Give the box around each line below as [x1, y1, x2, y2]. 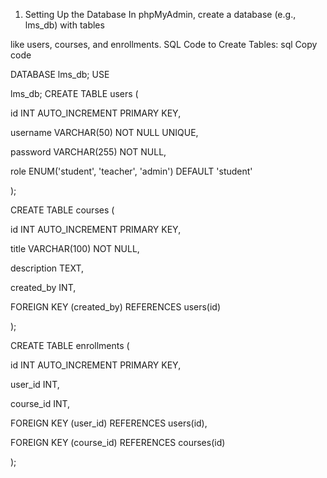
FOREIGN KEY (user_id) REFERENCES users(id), [10, 417, 208, 429]
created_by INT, [10, 282, 77, 293]
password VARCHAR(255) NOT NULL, [10, 146, 167, 158]
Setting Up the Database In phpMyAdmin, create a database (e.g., [24, 9, 297, 20]
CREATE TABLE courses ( [10, 204, 115, 216]
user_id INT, [10, 379, 60, 390]
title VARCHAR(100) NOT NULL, [10, 243, 140, 254]
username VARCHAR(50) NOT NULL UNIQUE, [10, 127, 199, 138]
